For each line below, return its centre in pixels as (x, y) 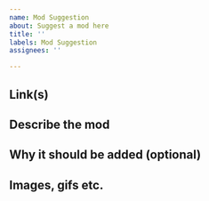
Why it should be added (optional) (105, 155)
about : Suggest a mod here (59, 26)
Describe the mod (60, 124)
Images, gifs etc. (56, 185)
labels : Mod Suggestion (53, 42)
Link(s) (29, 94)
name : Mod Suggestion (49, 17)
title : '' (28, 34)
